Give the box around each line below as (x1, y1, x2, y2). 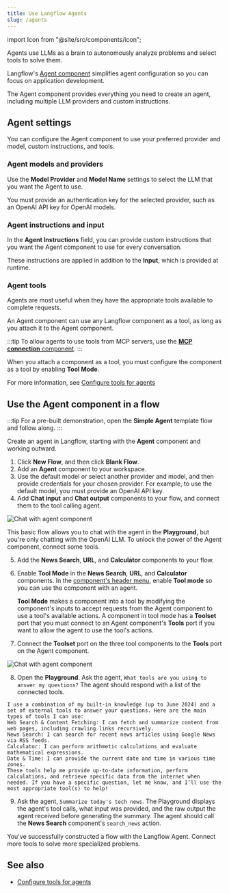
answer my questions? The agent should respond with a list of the (16, 680, 201, 689)
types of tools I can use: (7, 713, 84, 720)
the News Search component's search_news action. (16, 819, 162, 827)
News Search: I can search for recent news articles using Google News (7, 731, 215, 738)
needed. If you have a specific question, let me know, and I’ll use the (7, 779, 222, 786)
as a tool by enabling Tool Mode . (7, 365, 100, 374)
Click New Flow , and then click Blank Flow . (16, 457, 139, 466)
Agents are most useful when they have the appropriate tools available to (7, 296, 213, 305)
